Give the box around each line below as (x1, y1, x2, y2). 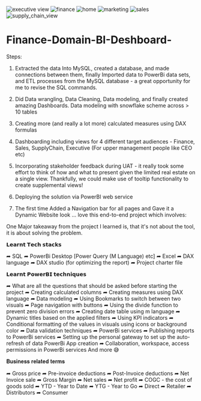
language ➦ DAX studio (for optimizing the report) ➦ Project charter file (6, 259, 183, 266)
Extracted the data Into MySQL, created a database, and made (14, 64, 170, 72)
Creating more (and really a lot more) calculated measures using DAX (14, 120, 187, 127)
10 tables (14, 108, 38, 115)
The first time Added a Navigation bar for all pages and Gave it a (14, 204, 174, 212)
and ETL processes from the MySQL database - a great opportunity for (14, 77, 191, 84)
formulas (14, 126, 37, 133)
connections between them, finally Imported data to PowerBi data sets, (14, 71, 191, 78)
